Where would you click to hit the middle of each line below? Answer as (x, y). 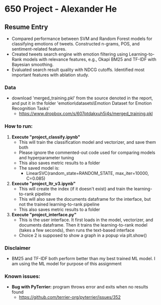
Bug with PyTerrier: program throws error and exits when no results (80, 287)
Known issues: (23, 276)
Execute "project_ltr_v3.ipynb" (44, 183)
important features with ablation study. (50, 75)
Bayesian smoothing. (33, 65)
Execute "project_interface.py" (44, 214)
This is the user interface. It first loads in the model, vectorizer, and (86, 220)
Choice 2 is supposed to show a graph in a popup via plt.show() (83, 235)
